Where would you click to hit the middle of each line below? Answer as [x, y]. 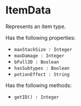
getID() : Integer [36, 97]
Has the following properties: [41, 37]
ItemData [28, 10]
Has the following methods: [38, 85]
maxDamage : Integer [39, 56]
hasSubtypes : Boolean [42, 68]
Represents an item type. [36, 26]
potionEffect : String [42, 74]
